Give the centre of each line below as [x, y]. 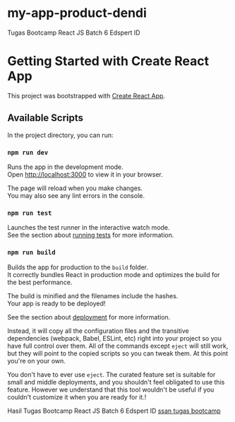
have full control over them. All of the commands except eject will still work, [118, 346]
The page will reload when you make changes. [75, 188]
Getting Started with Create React [108, 61]
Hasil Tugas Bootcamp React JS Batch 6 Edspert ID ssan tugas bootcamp [114, 411]
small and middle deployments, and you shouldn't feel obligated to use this [116, 382]
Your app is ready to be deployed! [56, 303]
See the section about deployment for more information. [89, 317]
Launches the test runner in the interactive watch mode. [89, 228]
